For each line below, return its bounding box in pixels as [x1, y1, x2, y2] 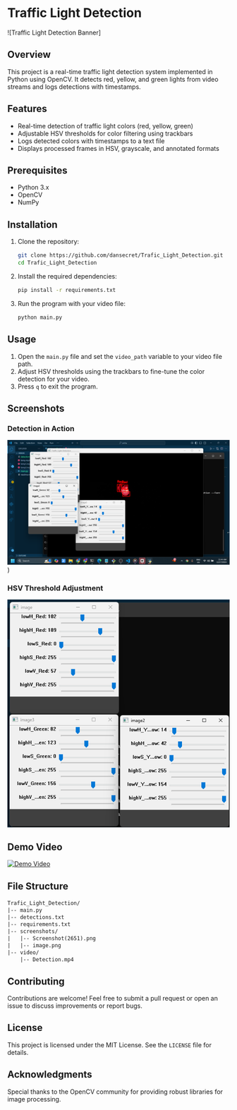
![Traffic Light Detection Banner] [7, 28, 101, 37]
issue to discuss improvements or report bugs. [7, 1001, 142, 1010]
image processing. [7, 1094, 61, 1103]
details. [7, 1048, 29, 1056]
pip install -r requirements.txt [17, 286, 116, 293]
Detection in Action [7, 423, 75, 433]
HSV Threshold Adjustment [7, 583, 104, 593]
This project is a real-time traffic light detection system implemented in [7, 67, 213, 75]
